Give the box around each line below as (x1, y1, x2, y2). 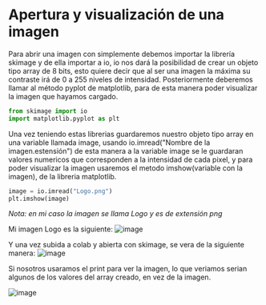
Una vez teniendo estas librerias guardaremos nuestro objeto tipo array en (8, 129, 254, 138)
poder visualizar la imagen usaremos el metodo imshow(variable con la (8, 163, 243, 173)
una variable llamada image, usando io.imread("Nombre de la (8, 138, 211, 147)
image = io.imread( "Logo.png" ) (8, 187, 113, 195)
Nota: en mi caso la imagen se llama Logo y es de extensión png (8, 209, 223, 219)
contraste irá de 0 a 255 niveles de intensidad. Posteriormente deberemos (8, 74, 254, 84)
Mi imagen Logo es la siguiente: (8, 224, 114, 234)
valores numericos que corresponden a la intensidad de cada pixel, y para (8, 155, 253, 164)
